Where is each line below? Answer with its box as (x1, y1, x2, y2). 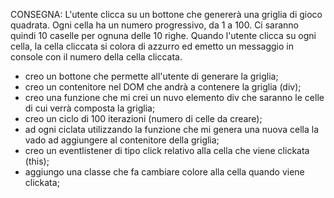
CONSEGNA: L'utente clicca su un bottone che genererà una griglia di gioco (10, 9, 323, 20)
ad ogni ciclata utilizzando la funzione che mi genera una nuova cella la (24, 124, 320, 135)
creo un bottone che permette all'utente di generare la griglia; (24, 70, 279, 82)
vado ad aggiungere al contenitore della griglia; (24, 134, 220, 146)
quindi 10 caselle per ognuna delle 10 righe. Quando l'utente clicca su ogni (10, 30, 317, 41)
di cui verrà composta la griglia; (24, 102, 156, 114)
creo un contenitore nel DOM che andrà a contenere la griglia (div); (24, 81, 302, 93)
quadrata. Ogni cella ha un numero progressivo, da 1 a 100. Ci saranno (10, 19, 300, 31)
